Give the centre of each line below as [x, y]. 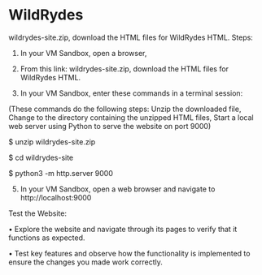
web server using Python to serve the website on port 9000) [110, 126]
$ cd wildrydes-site [41, 157]
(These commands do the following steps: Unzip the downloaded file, [125, 109]
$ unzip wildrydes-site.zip [52, 142]
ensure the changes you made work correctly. [85, 262]
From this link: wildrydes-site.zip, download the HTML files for [124, 69]
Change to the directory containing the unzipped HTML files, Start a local [131, 117]
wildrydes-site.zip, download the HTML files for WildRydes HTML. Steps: [131, 37]
